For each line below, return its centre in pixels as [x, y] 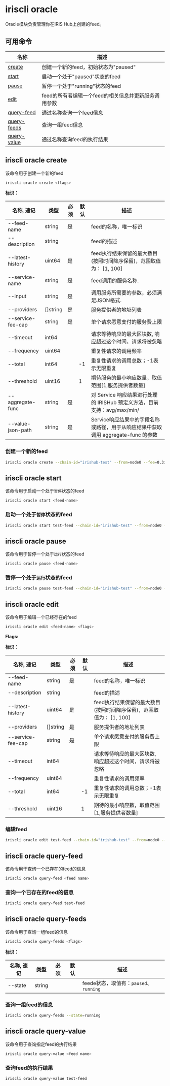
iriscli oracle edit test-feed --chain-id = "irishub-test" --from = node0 [82, 840]
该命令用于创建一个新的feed [34, 173]
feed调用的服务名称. [115, 281]
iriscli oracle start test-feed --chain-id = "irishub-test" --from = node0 [83, 525]
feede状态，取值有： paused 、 [117, 983]
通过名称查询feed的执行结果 [75, 139]
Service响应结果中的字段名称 [125, 420]
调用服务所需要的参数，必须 [124, 293]
